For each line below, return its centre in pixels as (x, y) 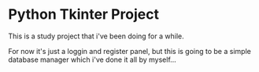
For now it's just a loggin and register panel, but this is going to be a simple (130, 51)
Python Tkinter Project (84, 14)
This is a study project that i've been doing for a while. (96, 36)
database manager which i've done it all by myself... (92, 59)
